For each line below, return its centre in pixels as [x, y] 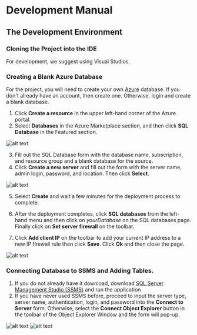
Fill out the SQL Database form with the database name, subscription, [99, 155]
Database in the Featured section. [56, 132]
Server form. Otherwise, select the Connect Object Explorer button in [100, 309]
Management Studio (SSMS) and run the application [78, 290]
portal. [23, 120]
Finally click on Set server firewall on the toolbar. [74, 226]
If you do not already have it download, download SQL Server [89, 283]
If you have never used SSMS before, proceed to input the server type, [100, 296]
